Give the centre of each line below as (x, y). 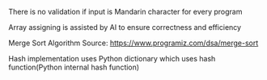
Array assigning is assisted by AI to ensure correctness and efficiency (125, 27)
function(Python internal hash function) (74, 67)
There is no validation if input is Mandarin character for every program (125, 12)
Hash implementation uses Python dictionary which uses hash (112, 59)
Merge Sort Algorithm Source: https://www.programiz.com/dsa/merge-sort (133, 43)
